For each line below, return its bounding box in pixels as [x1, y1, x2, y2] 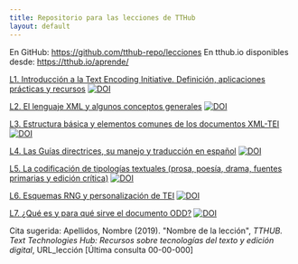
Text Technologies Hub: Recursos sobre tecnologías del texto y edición [9, 234, 275, 245]
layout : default [9, 22, 70, 31]
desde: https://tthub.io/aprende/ [9, 56, 129, 67]
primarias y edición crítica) [9, 173, 109, 184]
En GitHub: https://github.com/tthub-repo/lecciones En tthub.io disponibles [9, 46, 289, 57]
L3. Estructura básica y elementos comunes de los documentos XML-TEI [9, 118, 280, 129]
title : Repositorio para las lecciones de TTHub [9, 13, 196, 23]
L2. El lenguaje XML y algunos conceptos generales [9, 100, 202, 111]
